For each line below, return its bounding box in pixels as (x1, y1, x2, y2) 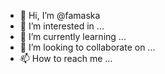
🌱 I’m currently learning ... (19, 31, 127, 42)
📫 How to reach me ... (19, 53, 113, 64)
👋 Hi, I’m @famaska (19, 10, 101, 21)
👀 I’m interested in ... (19, 20, 105, 32)
